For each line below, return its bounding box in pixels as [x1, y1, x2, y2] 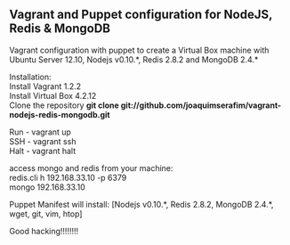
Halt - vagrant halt [9, 145, 77, 156]
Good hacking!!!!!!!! [9, 225, 79, 236]
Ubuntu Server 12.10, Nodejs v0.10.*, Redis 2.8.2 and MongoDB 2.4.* [9, 53, 259, 65]
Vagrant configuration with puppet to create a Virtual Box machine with [9, 45, 270, 55]
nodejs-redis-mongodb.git [9, 109, 110, 119]
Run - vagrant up [9, 127, 71, 137]
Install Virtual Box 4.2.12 [9, 90, 97, 101]
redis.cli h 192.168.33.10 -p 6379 [9, 172, 127, 183]
